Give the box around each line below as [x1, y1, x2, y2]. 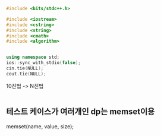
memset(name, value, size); [6, 122, 74, 130]
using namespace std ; [6, 54, 60, 61]
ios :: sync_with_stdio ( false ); [6, 60, 81, 66]
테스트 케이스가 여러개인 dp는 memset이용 [6, 107, 155, 117]
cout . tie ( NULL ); [6, 71, 46, 77]
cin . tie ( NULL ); [6, 65, 44, 71]
